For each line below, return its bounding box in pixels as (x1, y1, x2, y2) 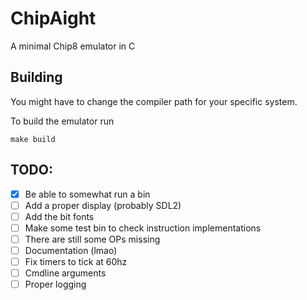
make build (10, 134, 56, 144)
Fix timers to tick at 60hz (24, 255, 128, 267)
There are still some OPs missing (24, 233, 161, 245)
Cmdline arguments (24, 267, 107, 279)
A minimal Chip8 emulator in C (10, 40, 136, 52)
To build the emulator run (10, 115, 115, 127)
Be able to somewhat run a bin (24, 188, 151, 200)
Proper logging (24, 278, 87, 291)
